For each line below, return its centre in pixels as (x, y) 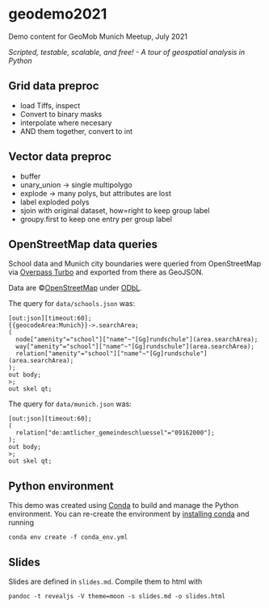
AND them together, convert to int (76, 131)
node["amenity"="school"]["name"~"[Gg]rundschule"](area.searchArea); (137, 340)
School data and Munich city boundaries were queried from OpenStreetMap (135, 264)
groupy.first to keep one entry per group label (96, 219)
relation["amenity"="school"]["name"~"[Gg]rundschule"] (111, 354)
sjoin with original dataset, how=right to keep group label (115, 210)
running (21, 522)
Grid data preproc (54, 86)
